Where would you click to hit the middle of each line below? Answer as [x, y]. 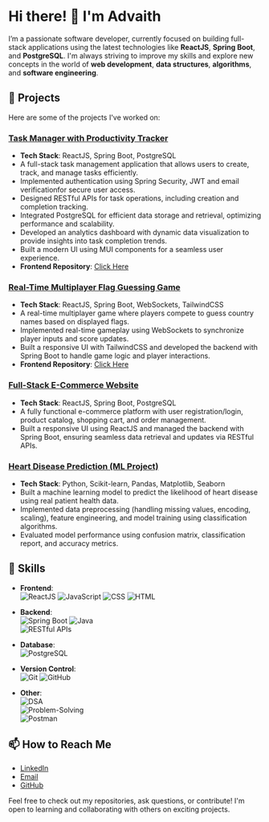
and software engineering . [53, 72]
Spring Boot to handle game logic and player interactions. [115, 356]
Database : [37, 645]
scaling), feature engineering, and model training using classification [133, 518]
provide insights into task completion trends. [93, 241]
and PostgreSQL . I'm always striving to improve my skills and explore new [131, 55]
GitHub [32, 785]
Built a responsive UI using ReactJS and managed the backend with [132, 428]
